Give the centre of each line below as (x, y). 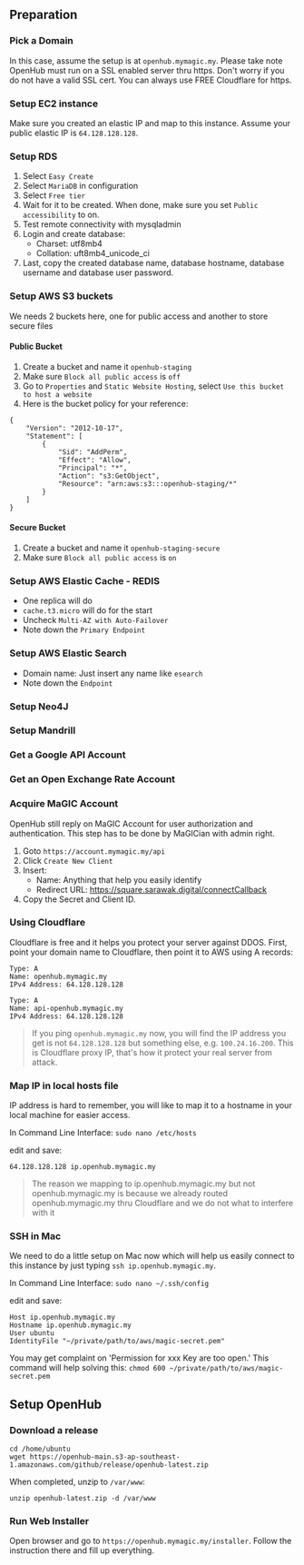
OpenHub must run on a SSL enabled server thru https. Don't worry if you (147, 70)
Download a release (54, 1430)
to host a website (57, 394)
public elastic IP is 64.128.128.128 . (74, 133)
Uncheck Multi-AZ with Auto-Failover (95, 620)
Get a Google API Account (68, 755)
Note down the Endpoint (68, 683)
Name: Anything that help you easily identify (119, 879)
